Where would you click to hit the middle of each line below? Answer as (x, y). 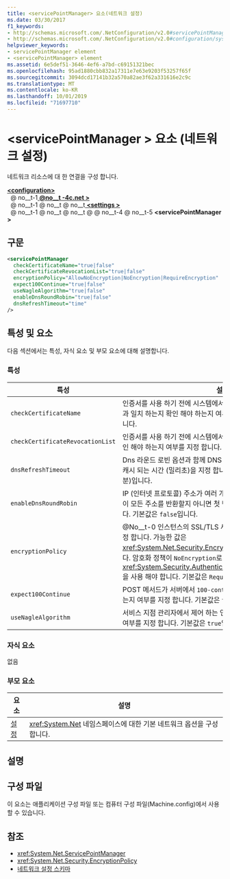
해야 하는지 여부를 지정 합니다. (176, 447)
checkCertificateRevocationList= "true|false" (79, 272)
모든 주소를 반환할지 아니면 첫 (175, 503)
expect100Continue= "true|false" (60, 285)
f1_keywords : (26, 26)
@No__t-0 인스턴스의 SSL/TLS (170, 527)
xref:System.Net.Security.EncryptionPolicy (77, 861)
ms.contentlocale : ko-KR (42, 90)
